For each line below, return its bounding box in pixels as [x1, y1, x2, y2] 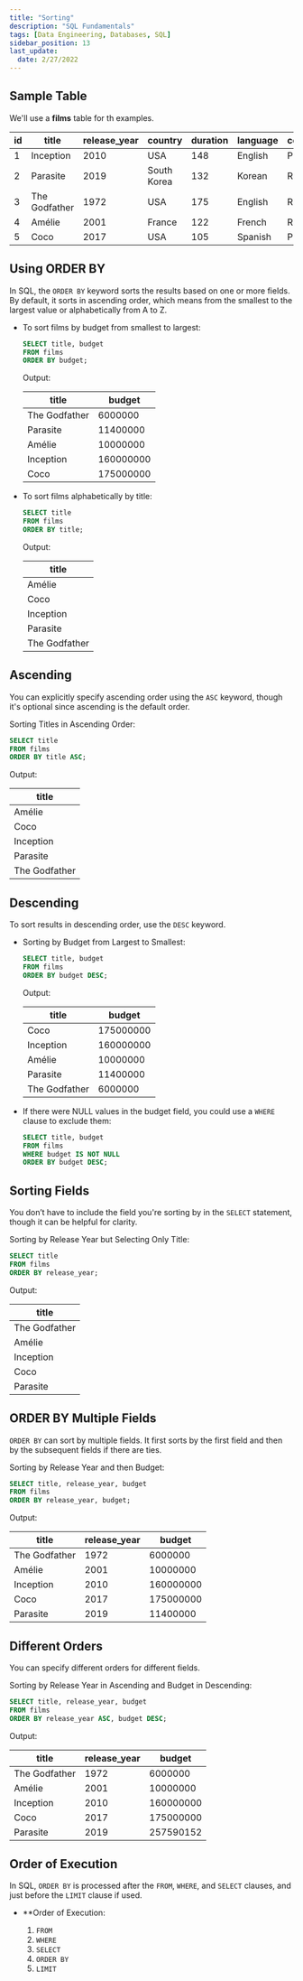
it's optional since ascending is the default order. [9, 701, 191, 711]
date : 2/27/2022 [17, 55, 78, 64]
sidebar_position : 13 [9, 38, 91, 48]
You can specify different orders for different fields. [9, 1662, 201, 1673]
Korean [237, 169, 268, 181]
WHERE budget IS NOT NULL [22, 1149, 120, 1158]
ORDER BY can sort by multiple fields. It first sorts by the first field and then [9, 1435, 283, 1446]
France [147, 216, 178, 228]
